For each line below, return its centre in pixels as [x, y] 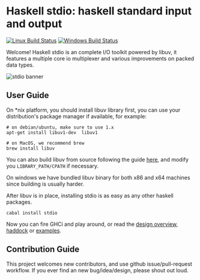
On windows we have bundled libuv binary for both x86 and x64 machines [98, 177]
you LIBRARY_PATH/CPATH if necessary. [53, 166]
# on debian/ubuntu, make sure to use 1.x [60, 127]
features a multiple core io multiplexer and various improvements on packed [100, 58]
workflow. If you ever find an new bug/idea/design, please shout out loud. [98, 270]
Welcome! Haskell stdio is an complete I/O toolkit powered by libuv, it [92, 52]
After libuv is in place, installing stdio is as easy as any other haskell [90, 195]
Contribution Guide [43, 250]
